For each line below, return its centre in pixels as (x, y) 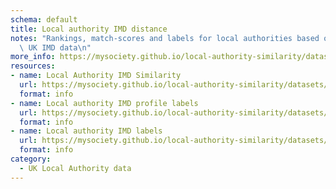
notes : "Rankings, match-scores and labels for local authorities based (165, 38)
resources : (33, 66)
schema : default (44, 19)
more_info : (33, 57)
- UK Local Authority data (75, 168)
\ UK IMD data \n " (55, 47)
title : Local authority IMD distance (89, 29)
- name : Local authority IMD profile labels (104, 103)
